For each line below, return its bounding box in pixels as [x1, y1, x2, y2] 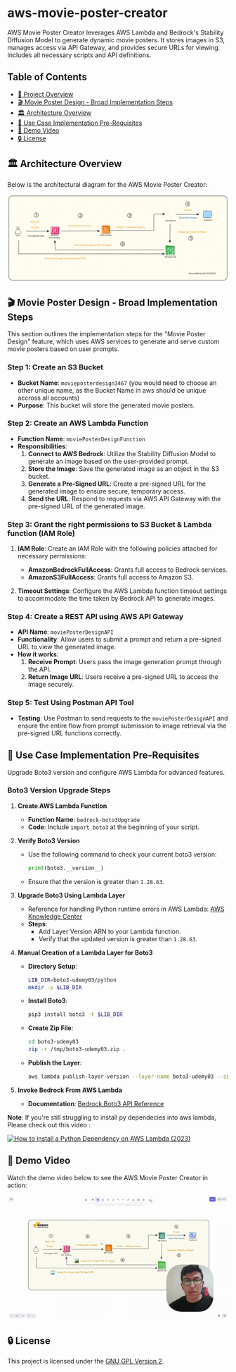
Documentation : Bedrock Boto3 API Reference [27, 1099, 164, 1108]
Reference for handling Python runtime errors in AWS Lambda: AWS [27, 905, 225, 913]
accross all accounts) [17, 393, 80, 402]
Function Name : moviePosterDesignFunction [17, 434, 145, 443]
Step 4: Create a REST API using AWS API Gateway [7, 612, 184, 622]
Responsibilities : [17, 442, 68, 451]
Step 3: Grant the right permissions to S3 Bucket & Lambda [7, 520, 212, 529]
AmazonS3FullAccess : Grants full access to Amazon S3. [27, 573, 194, 582]
